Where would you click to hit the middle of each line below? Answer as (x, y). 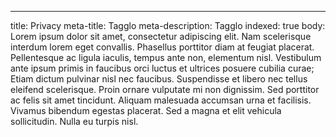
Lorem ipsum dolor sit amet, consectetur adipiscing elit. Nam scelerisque (161, 36)
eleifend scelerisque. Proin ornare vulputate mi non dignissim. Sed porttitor (165, 89)
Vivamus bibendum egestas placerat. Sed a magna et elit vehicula (146, 110)
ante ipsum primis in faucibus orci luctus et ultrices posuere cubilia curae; (162, 68)
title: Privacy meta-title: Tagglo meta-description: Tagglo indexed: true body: (168, 25)
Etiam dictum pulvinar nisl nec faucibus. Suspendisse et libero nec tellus (159, 79)
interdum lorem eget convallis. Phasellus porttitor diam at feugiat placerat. (162, 47)
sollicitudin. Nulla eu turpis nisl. (74, 121)
